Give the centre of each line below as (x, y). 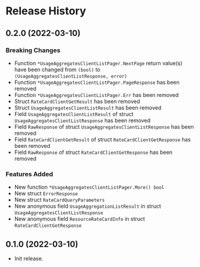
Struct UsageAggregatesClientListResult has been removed (88, 107)
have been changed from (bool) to (57, 69)
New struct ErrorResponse (46, 193)
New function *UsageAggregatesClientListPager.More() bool (89, 187)
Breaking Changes (33, 50)
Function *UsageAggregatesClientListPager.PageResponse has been (97, 82)
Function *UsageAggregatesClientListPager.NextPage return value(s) (98, 63)
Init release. (29, 258)
